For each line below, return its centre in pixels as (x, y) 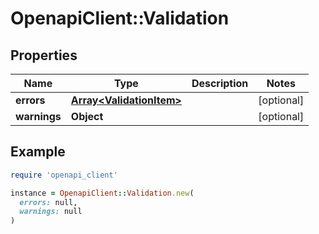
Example (38, 152)
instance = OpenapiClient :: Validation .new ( (102, 193)
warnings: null (51, 212)
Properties (44, 55)
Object (87, 116)
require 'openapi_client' (64, 175)
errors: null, (48, 202)
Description (220, 83)
